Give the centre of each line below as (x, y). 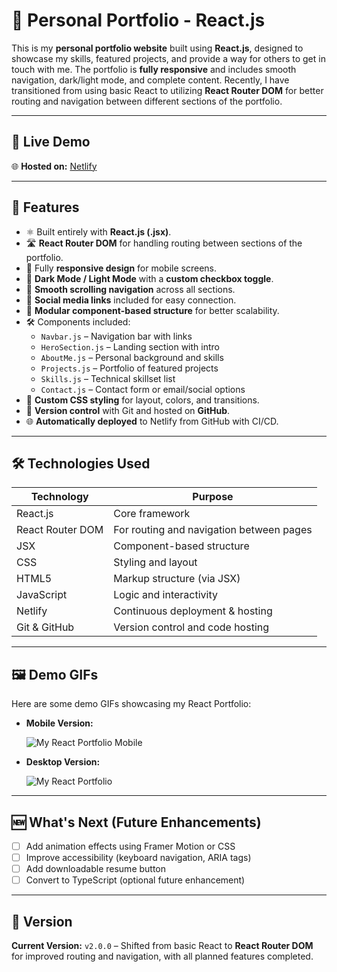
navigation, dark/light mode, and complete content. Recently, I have (150, 80)
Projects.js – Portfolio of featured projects (129, 368)
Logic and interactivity (165, 595)
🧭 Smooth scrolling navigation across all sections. (130, 289)
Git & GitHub (45, 627)
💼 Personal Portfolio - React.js (138, 20)
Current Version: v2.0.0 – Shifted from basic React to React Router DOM (162, 946)
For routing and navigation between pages (213, 530)
